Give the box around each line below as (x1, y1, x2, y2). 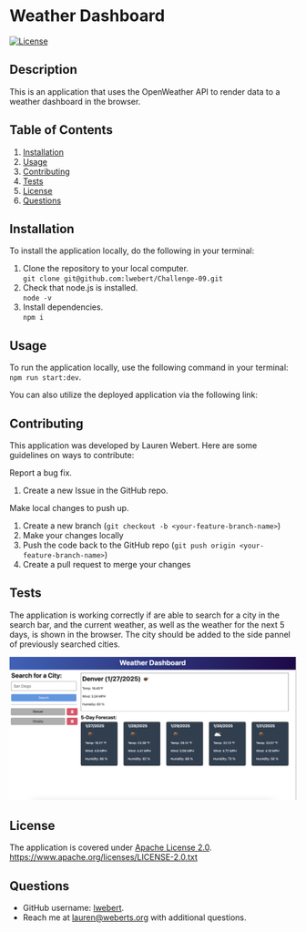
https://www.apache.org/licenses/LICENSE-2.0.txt (9, 852, 199, 863)
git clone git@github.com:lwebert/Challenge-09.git (22, 274, 223, 283)
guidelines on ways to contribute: (9, 450, 135, 460)
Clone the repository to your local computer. (22, 263, 189, 274)
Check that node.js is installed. (22, 282, 138, 293)
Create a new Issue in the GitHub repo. (22, 485, 168, 496)
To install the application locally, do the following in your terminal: (9, 245, 255, 256)
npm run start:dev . (9, 372, 82, 383)
